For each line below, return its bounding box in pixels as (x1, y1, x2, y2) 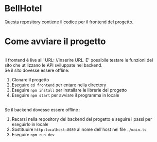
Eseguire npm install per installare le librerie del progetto (11, 87, 127, 93)
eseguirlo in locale (11, 121, 49, 127)
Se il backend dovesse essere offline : (4, 107, 81, 112)
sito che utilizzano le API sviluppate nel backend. (4, 62, 103, 68)
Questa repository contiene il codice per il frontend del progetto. (4, 19, 134, 25)
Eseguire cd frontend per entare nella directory (11, 82, 106, 88)
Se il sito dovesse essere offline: (4, 67, 70, 73)
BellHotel (4, 3, 42, 14)
